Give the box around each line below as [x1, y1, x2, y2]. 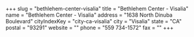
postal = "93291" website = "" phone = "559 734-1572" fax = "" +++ [5, 24, 174, 31]
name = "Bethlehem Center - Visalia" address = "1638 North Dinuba [5, 11, 173, 18]
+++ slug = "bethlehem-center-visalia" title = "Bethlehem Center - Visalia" [5, 5, 189, 12]
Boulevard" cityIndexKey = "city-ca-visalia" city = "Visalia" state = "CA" [5, 18, 182, 24]
